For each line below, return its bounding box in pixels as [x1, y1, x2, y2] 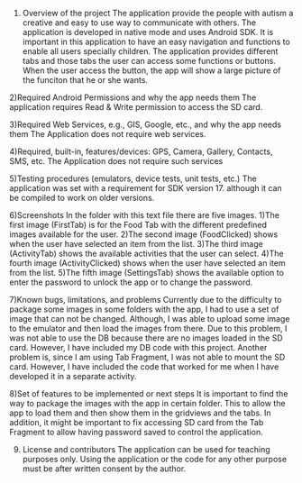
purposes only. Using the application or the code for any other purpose [22, 454, 287, 464]
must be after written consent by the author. [22, 463, 187, 474]
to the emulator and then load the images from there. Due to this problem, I [9, 324, 288, 333]
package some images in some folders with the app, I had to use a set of [9, 304, 279, 314]
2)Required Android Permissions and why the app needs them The [9, 92, 257, 103]
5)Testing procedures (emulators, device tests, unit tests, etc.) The [9, 173, 257, 184]
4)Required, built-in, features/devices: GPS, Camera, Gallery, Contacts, [9, 146, 273, 157]
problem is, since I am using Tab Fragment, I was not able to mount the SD [9, 351, 286, 362]
